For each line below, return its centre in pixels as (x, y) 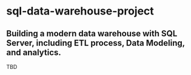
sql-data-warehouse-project (80, 11)
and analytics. (34, 52)
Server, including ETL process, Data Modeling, (95, 43)
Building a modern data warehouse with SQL (92, 34)
